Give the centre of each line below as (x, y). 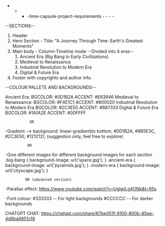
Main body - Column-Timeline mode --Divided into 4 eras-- (73, 51)
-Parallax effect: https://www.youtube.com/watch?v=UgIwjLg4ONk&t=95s (81, 189)
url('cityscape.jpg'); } (27, 170)
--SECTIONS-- (20, 26)
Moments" (23, 46)
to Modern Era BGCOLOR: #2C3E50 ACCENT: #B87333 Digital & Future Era (82, 108)
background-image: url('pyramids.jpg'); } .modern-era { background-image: (82, 165)
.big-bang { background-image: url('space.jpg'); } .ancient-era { (70, 160)
